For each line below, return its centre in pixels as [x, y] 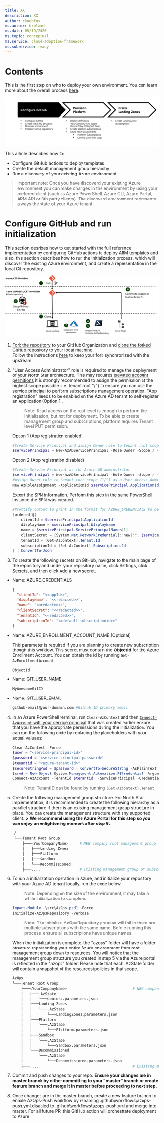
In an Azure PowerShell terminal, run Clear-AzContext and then [75, 717]
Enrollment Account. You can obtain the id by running [66, 655]
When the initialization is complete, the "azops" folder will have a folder [84, 943]
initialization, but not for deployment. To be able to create [82, 416]
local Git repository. [25, 269]
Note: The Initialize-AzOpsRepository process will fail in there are [90, 923]
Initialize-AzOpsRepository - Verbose [51, 913]
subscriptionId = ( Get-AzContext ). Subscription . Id [74, 546]
